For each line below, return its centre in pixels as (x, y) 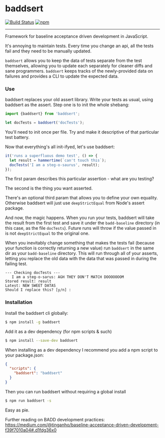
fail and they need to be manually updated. (48, 51)
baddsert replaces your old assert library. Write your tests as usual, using (79, 100)
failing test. (16, 264)
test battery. (17, 137)
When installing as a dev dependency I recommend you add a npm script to (82, 350)
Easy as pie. (17, 410)
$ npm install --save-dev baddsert (41, 340)
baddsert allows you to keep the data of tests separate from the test (74, 60)
